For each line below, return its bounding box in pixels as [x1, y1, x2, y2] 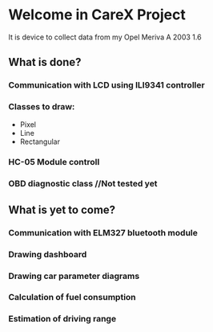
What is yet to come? [8, 203, 116, 216]
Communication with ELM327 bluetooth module [8, 227, 199, 238]
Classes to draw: [8, 101, 75, 113]
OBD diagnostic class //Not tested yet [8, 178, 158, 190]
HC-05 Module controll [8, 157, 100, 168]
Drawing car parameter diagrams [8, 270, 140, 281]
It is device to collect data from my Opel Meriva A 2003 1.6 [8, 32, 202, 42]
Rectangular [19, 137, 60, 146]
